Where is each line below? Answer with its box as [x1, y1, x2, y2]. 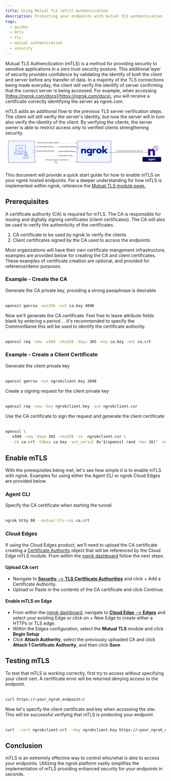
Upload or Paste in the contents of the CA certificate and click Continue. [12, 586, 164, 593]
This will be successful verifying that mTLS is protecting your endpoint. [5, 711, 154, 717]
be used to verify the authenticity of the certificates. [5, 221, 115, 228]
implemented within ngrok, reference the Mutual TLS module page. [5, 182, 146, 188]
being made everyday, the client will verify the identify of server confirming [5, 82, 163, 88]
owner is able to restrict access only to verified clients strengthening [5, 124, 149, 130]
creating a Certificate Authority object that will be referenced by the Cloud [5, 547, 161, 553]
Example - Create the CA [5, 275, 68, 283]
